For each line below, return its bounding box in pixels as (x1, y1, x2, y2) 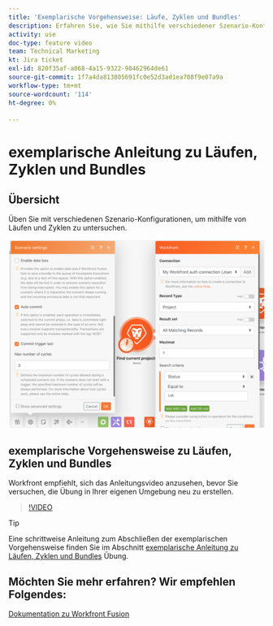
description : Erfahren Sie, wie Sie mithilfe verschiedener (8, 21, 217, 30)
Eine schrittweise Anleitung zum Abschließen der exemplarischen (8, 534, 228, 544)
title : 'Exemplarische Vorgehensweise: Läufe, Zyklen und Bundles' (8, 13, 242, 21)
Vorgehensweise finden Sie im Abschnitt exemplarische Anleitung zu (8, 542, 239, 552)
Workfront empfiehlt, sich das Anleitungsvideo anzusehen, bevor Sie (8, 478, 238, 488)
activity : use (8, 30, 57, 38)
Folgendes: (8, 587, 67, 601)
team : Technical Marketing (8, 47, 100, 56)
